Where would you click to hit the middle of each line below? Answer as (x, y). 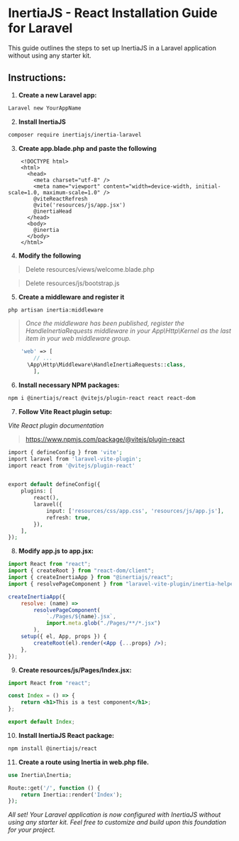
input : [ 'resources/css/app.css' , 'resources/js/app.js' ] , (135, 511)
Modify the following (49, 255)
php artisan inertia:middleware (56, 310)
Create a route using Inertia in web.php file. (84, 762)
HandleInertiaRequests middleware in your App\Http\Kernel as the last (128, 331)
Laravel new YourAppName (45, 108)
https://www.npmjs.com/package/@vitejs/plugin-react (105, 439)
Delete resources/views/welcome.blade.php (90, 269)
